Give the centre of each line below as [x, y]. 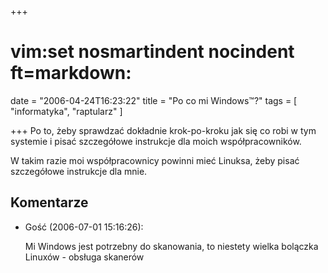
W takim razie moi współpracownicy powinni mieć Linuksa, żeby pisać [155, 160]
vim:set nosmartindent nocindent [152, 52]
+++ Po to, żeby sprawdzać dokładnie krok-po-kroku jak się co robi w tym [163, 130]
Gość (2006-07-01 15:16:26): [84, 227]
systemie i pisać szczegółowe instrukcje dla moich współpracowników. [156, 141]
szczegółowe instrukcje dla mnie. [79, 171]
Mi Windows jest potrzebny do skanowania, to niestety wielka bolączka [171, 246]
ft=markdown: [71, 73]
